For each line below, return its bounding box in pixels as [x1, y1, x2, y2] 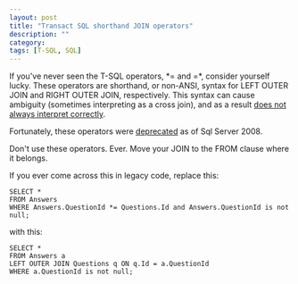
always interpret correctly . [9, 109, 106, 120]
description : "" [9, 29, 70, 38]
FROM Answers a [9, 252, 66, 261]
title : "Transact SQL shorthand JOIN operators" [9, 21, 194, 30]
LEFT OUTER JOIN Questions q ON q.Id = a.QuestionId [9, 260, 210, 269]
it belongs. [9, 153, 48, 163]
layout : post [9, 13, 58, 22]
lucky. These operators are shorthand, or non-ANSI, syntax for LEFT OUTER [9, 80, 288, 91]
